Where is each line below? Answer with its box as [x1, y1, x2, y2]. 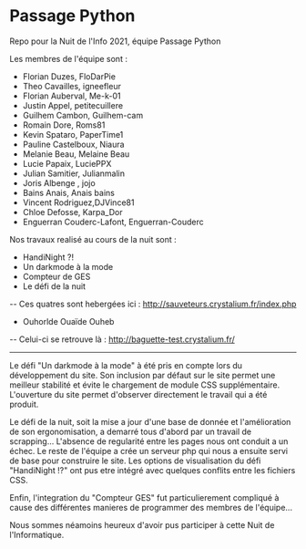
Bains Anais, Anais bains [22, 187, 116, 198]
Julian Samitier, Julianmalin [22, 168, 126, 179]
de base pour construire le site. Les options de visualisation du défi [9, 455, 261, 466]
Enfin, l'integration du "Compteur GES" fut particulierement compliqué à [9, 492, 280, 502]
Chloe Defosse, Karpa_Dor [22, 206, 123, 217]
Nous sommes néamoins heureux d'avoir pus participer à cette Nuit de [9, 519, 275, 530]
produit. [9, 399, 39, 409]
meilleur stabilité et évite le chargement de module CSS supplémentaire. [9, 379, 280, 390]
